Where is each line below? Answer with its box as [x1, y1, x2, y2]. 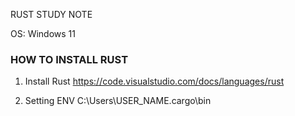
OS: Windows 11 [10, 28, 77, 39]
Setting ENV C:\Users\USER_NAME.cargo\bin [24, 95, 212, 107]
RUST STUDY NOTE [10, 9, 93, 20]
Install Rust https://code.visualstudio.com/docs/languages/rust [24, 75, 285, 88]
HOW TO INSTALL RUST [10, 52, 129, 66]
